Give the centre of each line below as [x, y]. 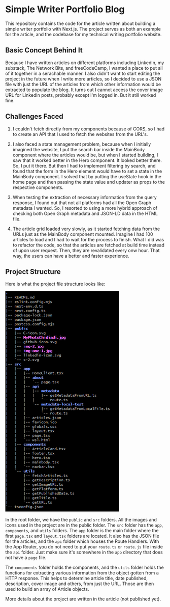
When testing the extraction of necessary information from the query [85, 197]
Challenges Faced [34, 116]
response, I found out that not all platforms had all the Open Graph [82, 203]
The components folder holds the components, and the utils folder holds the [84, 568]
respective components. [38, 187]
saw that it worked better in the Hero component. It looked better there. [87, 160]
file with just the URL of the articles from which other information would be [83, 84]
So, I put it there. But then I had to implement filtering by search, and [84, 165]
